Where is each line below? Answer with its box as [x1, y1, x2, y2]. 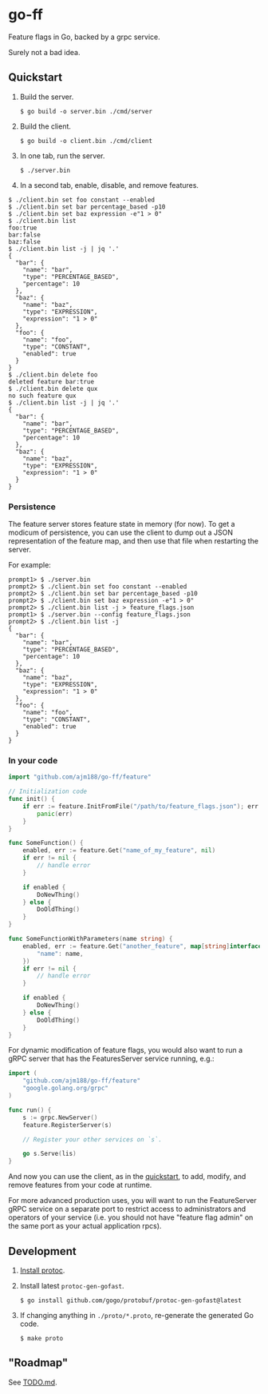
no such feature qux [8, 392, 77, 400]
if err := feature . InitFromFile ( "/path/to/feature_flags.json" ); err [22, 802, 259, 811]
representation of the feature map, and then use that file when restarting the [8, 536, 259, 546]
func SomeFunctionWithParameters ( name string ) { [8, 935, 173, 943]
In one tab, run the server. [19, 150, 105, 161]
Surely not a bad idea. [8, 47, 81, 57]
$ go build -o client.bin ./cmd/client [19, 137, 153, 145]
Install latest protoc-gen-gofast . [19, 1281, 124, 1291]
